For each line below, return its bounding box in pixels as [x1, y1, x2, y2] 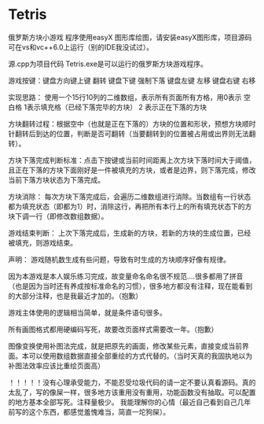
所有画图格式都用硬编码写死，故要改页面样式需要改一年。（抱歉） [8, 324, 218, 334]
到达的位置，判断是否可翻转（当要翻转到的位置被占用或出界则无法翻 [35, 128, 256, 138]
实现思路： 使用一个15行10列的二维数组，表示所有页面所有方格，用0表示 [8, 92, 242, 101]
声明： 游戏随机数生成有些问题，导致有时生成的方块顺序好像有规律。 [8, 254, 230, 264]
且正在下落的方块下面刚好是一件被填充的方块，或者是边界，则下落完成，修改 [8, 165, 256, 175]
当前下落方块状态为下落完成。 [8, 175, 104, 184]
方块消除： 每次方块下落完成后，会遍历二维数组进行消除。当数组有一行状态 [8, 191, 251, 201]
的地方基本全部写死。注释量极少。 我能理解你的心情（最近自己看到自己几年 [8, 397, 251, 407]
